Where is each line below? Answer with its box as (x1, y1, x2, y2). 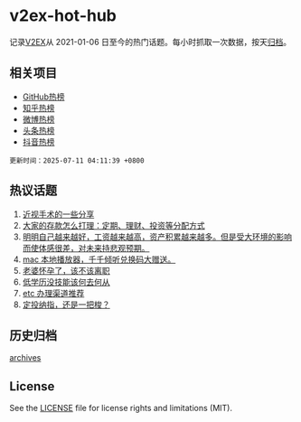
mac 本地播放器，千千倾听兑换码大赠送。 (22, 254, 176, 265)
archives (9, 352, 42, 363)
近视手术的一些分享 (22, 209, 95, 220)
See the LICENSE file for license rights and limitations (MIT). (9, 403, 233, 414)
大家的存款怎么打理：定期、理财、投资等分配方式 (22, 220, 205, 230)
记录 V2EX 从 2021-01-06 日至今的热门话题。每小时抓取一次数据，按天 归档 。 (9, 36, 292, 47)
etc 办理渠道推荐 (22, 287, 85, 298)
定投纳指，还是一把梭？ (22, 299, 110, 310)
